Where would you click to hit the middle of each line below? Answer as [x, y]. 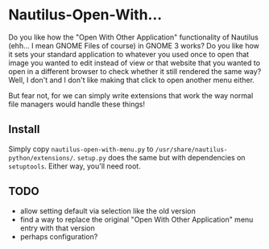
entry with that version [57, 228]
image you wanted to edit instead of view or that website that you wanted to [134, 63]
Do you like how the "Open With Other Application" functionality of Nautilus [134, 37]
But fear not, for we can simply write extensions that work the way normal [131, 95]
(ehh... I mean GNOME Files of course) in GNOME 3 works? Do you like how [134, 45]
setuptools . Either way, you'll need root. [74, 166]
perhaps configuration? [59, 236]
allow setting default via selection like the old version [108, 210]
